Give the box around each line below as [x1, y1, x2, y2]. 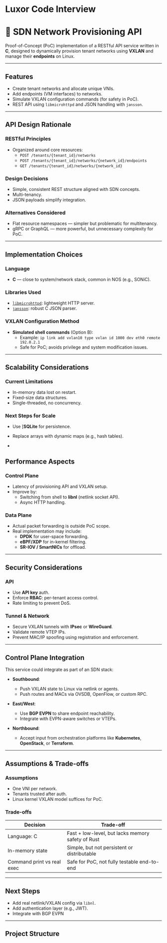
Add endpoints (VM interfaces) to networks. [12, 91, 103, 96]
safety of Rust [67, 836, 99, 843]
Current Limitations [5, 378, 53, 385]
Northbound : [12, 725, 40, 732]
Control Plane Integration [5, 653, 84, 662]
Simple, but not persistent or [67, 844, 133, 851]
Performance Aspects [5, 457, 75, 466]
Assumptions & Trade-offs [5, 759, 89, 768]
